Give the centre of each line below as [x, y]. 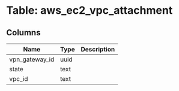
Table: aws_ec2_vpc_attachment [89, 10]
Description [98, 49]
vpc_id [19, 79]
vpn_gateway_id [32, 59]
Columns [23, 33]
